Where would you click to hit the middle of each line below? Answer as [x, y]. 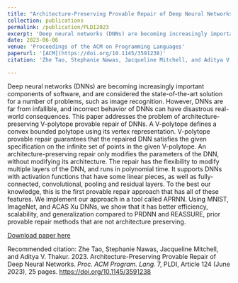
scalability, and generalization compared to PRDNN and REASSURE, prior [114, 214]
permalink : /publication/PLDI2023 [58, 27]
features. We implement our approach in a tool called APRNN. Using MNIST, [118, 199]
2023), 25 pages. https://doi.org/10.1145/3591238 [79, 271]
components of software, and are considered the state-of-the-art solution [115, 93]
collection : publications [45, 21]
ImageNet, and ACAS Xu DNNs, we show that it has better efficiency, [108, 207]
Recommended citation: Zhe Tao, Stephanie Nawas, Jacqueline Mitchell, [113, 249]
